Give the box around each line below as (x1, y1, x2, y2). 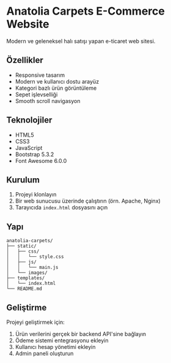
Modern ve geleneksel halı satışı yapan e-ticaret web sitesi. (6, 37, 156, 45)
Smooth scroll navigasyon (15, 97, 81, 104)
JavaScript (15, 144, 43, 151)
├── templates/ (6, 275, 45, 281)
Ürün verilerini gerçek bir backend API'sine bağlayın (15, 331, 147, 337)
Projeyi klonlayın (15, 191, 57, 198)
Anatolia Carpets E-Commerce (6, 4, 165, 18)
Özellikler (6, 55, 44, 65)
